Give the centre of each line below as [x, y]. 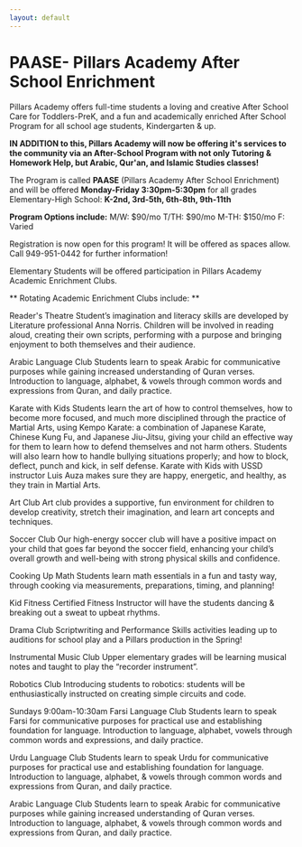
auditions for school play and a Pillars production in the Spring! [126, 639]
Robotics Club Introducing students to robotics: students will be [127, 684]
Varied [22, 226]
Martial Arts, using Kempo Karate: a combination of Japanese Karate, [138, 427]
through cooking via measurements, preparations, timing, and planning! [142, 585]
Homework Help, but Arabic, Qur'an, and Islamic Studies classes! [134, 163]
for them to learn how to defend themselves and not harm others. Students [148, 446]
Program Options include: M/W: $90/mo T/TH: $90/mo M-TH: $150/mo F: [147, 217]
